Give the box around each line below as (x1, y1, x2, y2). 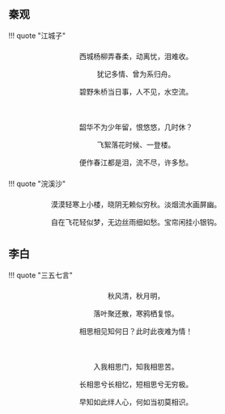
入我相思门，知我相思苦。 (93, 361, 179, 371)
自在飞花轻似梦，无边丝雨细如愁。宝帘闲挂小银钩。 (51, 217, 221, 226)
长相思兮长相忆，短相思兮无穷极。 (79, 379, 193, 389)
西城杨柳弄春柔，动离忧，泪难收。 (79, 51, 193, 61)
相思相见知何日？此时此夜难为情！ (79, 326, 193, 336)
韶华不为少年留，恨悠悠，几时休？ (79, 122, 193, 132)
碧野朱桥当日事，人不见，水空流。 (79, 87, 193, 96)
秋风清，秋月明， (108, 290, 164, 301)
